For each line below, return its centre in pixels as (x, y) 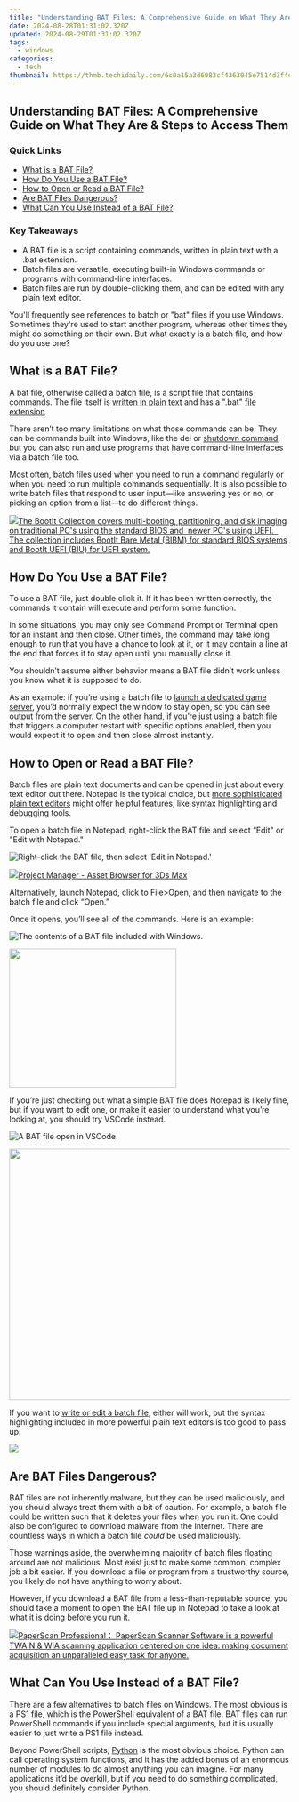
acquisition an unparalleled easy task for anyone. (99, 1654)
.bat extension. (49, 260)
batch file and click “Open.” (59, 902)
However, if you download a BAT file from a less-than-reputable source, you (149, 1598)
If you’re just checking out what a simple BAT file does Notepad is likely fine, (149, 1100)
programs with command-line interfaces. (97, 278)
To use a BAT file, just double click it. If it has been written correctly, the (141, 599)
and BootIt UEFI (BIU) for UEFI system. (80, 549)
